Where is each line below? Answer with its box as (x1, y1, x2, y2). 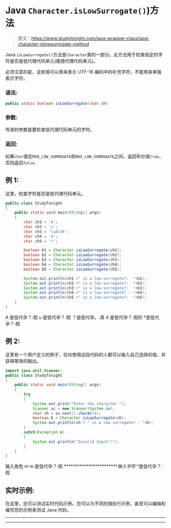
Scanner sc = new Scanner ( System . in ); (32, 406, 115, 411)
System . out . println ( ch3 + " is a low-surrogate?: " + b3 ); (23, 285, 147, 291)
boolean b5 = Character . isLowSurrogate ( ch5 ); (23, 266, 122, 272)
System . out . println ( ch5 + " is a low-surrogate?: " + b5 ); (23, 295, 147, 300)
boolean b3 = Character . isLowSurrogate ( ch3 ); (23, 257, 122, 263)
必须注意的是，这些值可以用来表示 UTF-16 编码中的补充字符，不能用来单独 (5, 68, 162, 74)
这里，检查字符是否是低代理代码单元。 (5, 190, 85, 196)
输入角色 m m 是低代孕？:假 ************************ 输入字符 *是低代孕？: (5, 463, 163, 469)
